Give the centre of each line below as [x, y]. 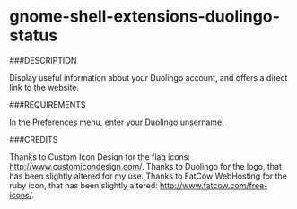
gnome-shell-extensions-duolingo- [145, 17]
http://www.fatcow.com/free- [214, 185]
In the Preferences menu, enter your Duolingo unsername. [117, 122]
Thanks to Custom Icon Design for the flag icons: [100, 157]
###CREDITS [34, 139]
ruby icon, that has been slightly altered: [84, 185]
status [34, 35]
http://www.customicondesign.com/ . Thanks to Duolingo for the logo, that [146, 166]
